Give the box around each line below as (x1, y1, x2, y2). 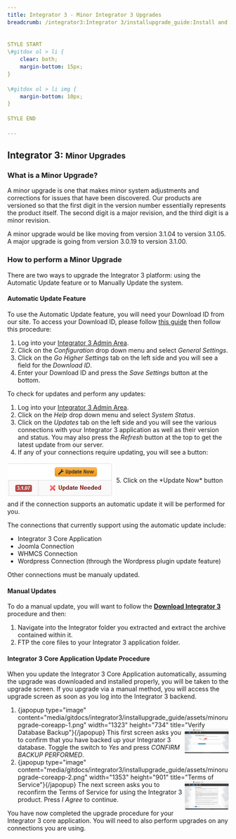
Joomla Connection (17, 542, 74, 550)
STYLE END (7, 115, 37, 122)
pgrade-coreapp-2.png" (17, 773, 88, 781)
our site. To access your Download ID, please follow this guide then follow (7, 317, 221, 326)
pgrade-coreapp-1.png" (17, 721, 87, 729)
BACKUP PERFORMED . (17, 750, 84, 759)
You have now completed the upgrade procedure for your (7, 809, 174, 818)
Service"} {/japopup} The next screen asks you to (17, 781, 160, 789)
